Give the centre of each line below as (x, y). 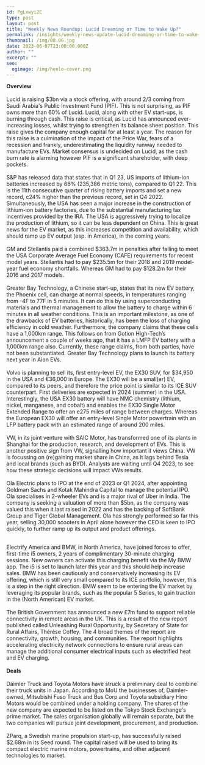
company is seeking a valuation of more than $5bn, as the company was (98, 503)
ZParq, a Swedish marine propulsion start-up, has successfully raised (94, 736)
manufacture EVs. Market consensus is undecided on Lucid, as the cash (97, 151)
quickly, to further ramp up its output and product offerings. (81, 529)
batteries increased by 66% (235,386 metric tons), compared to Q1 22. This (102, 184)
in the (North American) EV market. (50, 599)
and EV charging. (28, 658)
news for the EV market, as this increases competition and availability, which (103, 230)
